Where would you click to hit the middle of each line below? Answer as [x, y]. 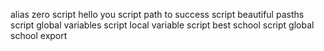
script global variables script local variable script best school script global [162, 25]
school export [39, 35]
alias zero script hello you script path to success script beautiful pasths [157, 14]
